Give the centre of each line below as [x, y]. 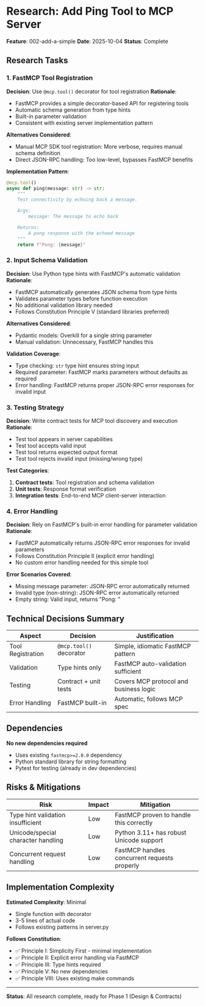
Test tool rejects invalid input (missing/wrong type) [79, 458]
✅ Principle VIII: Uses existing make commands [74, 978]
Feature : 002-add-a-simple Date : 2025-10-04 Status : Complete [88, 41]
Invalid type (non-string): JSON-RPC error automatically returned [97, 593]
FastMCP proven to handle [153, 815]
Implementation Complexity [60, 887]
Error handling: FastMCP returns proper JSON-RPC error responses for [104, 385]
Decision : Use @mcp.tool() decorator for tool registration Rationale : [92, 91]
